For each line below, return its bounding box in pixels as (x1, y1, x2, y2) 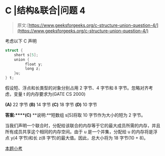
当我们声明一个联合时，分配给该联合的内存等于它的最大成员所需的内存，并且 (5, 122, 161, 129)
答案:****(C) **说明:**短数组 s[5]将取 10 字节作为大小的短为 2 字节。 (5, 112, 146, 118)
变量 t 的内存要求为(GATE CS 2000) (13, 91, 86, 97)
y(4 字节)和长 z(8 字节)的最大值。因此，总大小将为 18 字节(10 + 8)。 (10, 135, 149, 141)
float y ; (25, 62, 43, 67)
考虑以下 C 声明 (5, 38, 37, 44)
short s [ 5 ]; (14, 52, 38, 57)
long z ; (25, 66, 41, 71)
